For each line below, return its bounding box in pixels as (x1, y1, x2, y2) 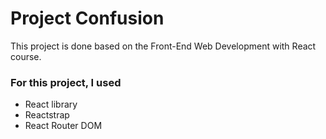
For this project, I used (10, 75, 122, 89)
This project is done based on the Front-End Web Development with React (10, 40, 317, 52)
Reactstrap (24, 109, 70, 121)
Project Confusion (10, 7, 165, 30)
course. (10, 50, 42, 62)
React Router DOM (24, 120, 103, 132)
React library (24, 98, 78, 111)
